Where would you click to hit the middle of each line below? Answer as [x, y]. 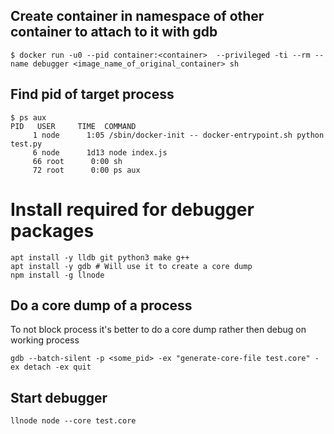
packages [52, 230]
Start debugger [59, 397]
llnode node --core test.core [73, 421]
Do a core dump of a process [101, 305]
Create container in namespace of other [137, 16]
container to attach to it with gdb [114, 32]
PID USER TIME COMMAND [73, 126]
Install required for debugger [132, 209]
